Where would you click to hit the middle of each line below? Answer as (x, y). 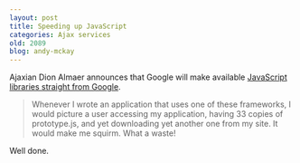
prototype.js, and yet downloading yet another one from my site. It (155, 124)
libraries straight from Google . (65, 87)
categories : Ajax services (60, 34)
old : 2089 (28, 43)
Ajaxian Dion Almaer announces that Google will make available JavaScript (148, 77)
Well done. (29, 151)
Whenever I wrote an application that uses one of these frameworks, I (161, 104)
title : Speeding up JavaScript (68, 26)
